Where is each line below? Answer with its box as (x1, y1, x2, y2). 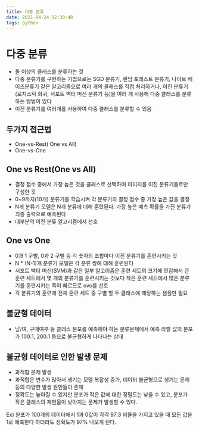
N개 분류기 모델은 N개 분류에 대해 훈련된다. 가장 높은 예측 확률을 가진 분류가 (14, 203, 191, 210)
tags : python (6, 20, 39, 26)
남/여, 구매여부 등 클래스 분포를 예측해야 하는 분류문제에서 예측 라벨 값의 (14, 325, 182, 332)
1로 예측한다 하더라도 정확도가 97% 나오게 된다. (6, 418, 117, 426)
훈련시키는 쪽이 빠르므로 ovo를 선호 (26, 282, 108, 289)
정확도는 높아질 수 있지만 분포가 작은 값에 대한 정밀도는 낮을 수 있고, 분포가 (14, 391, 188, 398)
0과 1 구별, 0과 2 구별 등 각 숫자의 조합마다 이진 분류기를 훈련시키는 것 (14, 252, 178, 259)
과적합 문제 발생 (14, 368, 52, 376)
